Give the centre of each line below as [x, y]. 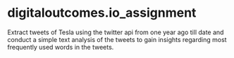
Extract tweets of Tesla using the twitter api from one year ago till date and [116, 32]
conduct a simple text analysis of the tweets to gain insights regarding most [117, 39]
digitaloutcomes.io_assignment [102, 13]
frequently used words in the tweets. [61, 47]
